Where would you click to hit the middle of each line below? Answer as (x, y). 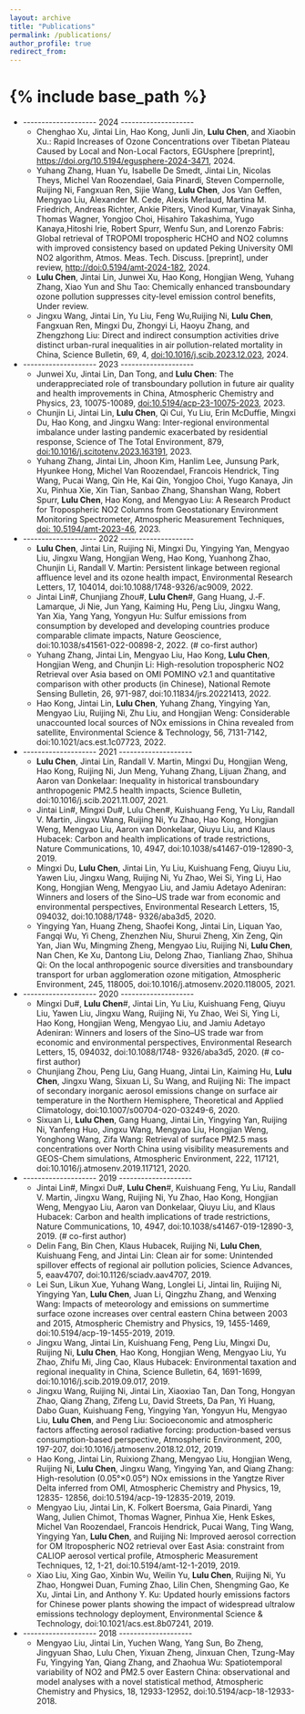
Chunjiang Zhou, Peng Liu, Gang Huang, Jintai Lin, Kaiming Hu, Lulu (164, 1071)
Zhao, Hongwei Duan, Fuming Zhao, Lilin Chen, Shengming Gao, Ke (163, 1585)
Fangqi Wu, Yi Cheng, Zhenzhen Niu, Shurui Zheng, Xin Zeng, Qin (159, 936)
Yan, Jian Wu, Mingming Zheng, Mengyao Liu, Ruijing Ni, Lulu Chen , (164, 945)
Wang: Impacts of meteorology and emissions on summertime (152, 1304)
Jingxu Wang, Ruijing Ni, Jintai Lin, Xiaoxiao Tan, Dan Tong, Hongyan (166, 1391)
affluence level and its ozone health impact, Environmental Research (164, 578)
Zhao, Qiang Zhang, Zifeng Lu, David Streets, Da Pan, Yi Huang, (156, 1401)
